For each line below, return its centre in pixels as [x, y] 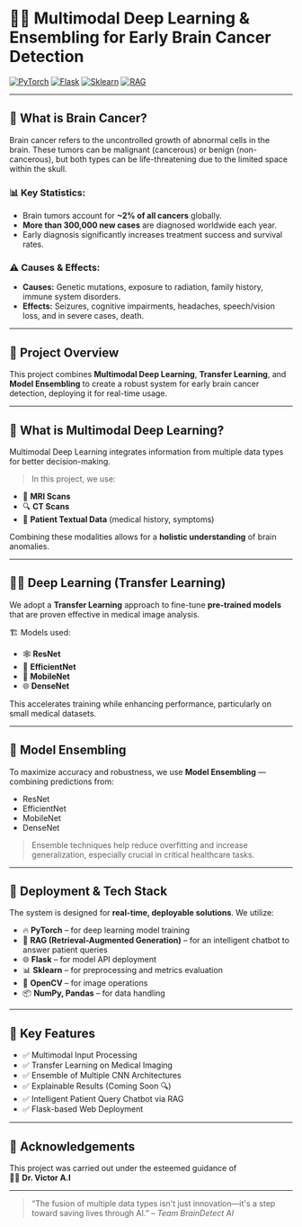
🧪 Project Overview [64, 352]
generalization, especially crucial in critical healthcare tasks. [143, 854]
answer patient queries [65, 950]
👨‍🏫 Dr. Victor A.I [40, 1177]
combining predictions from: [62, 781]
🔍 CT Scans [46, 506]
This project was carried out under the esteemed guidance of [123, 1168]
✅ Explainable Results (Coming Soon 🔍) [97, 1086]
